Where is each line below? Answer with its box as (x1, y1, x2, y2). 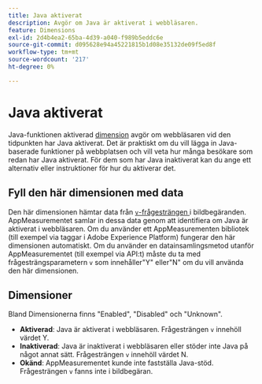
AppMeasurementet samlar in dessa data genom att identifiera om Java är (8, 215, 249, 225)
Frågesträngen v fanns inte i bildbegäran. (19, 367, 153, 376)
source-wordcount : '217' (8, 56, 90, 64)
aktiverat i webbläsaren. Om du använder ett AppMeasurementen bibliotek (8, 224, 249, 233)
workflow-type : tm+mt (8, 48, 79, 56)
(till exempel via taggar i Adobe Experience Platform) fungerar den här (8, 232, 236, 241)
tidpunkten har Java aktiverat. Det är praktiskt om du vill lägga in (8, 138, 217, 147)
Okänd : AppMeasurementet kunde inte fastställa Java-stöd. (19, 358, 214, 367)
